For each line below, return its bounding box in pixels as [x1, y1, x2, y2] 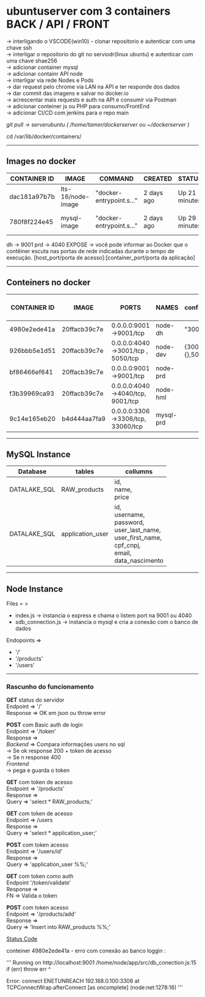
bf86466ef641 [9, 368, 53, 376]
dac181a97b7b [9, 192, 55, 201]
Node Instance [6, 584, 63, 594]
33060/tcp [111, 422, 143, 431]
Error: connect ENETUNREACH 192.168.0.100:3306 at [6, 977, 140, 985]
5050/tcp [111, 354, 139, 362]
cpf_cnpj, [114, 541, 141, 550]
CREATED [143, 174, 173, 183]
